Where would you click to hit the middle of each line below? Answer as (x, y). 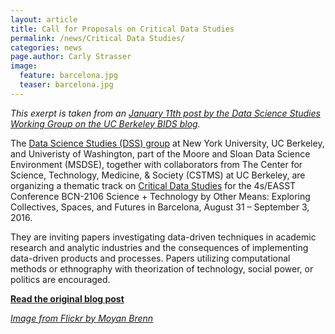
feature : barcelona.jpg (68, 76)
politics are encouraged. (60, 279)
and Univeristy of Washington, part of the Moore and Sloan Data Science (160, 153)
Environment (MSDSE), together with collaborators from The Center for (156, 164)
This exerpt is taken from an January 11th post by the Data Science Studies (165, 113)
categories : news (46, 47)
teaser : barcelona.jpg (66, 85)
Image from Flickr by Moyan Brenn (82, 318)
